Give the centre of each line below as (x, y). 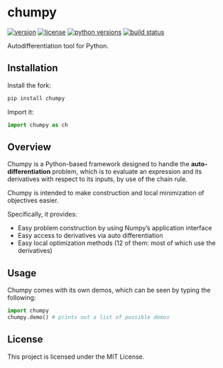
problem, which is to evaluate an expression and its (127, 172)
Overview (29, 147)
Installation (33, 68)
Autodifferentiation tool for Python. (58, 45)
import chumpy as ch (38, 125)
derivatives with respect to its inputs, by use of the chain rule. (98, 179)
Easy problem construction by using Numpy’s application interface (115, 228)
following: (22, 298)
